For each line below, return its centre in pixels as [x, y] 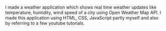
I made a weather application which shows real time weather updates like [81, 7]
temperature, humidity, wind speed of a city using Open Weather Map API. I [83, 12]
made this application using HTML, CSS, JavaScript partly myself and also [82, 18]
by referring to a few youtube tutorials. [45, 23]
